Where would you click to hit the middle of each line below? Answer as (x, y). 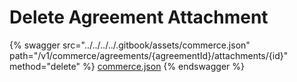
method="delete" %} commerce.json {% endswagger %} (127, 66)
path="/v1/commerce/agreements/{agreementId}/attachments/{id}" (149, 55)
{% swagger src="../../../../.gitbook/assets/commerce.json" (130, 45)
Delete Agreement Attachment (139, 17)
